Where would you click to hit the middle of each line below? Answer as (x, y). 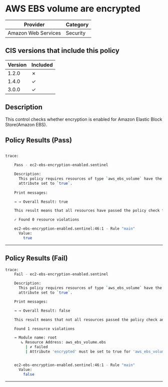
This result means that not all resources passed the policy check (86, 320)
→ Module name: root (35, 338)
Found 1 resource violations (44, 329)
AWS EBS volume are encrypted (73, 9)
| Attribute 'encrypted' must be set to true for (78, 352)
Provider (34, 24)
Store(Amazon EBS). (26, 124)
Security (76, 33)
